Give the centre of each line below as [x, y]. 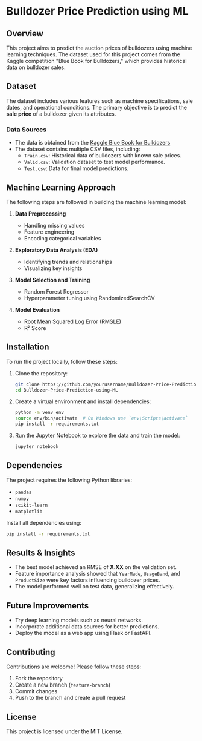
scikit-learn [31, 505]
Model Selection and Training [52, 280]
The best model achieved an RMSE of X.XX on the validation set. [96, 567]
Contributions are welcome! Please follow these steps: [74, 667]
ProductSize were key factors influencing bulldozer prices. [87, 580]
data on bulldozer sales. [36, 67]
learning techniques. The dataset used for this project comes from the [93, 54]
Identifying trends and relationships [68, 262]
